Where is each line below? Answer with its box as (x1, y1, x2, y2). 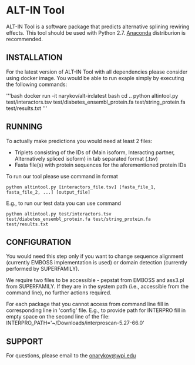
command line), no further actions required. (6, 289, 112, 296)
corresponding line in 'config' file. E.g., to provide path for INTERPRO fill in (6, 307, 186, 314)
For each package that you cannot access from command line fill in (6, 301, 169, 308)
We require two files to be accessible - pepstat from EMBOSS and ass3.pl (6, 277, 184, 284)
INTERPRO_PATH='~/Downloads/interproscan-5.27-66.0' (6, 319, 145, 327)
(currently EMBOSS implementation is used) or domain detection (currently (6, 259, 187, 266)
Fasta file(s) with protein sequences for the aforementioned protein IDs (14, 161, 187, 168)
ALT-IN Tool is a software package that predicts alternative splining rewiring (6, 23, 190, 30)
